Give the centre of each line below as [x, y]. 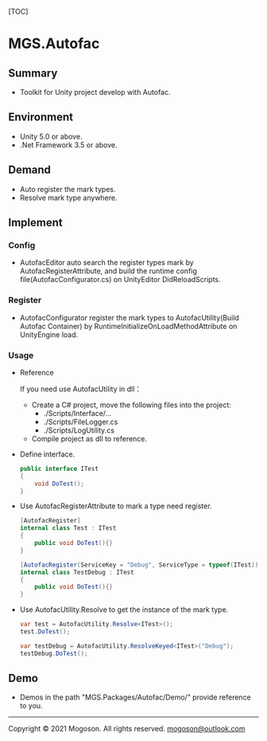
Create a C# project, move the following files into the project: [132, 405]
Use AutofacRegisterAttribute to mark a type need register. [116, 506]
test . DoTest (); [45, 632]
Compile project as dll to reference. [89, 438]
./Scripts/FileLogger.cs [81, 421]
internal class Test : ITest [68, 528]
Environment [41, 118]
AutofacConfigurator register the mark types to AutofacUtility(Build [130, 317]
